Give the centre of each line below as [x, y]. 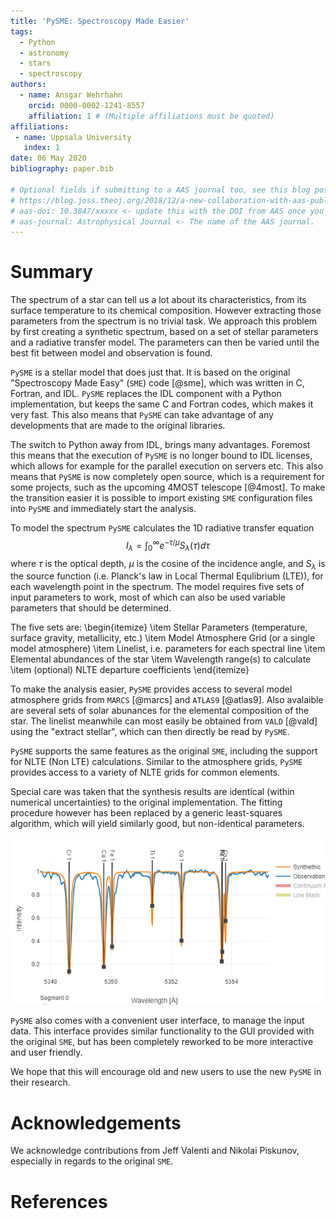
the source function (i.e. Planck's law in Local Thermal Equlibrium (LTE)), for [167, 576]
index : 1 [41, 148]
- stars [35, 63]
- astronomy [44, 53]
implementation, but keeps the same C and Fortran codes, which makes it [162, 404]
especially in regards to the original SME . [92, 1161]
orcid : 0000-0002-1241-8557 [86, 105]
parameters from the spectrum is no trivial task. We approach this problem [164, 321]
